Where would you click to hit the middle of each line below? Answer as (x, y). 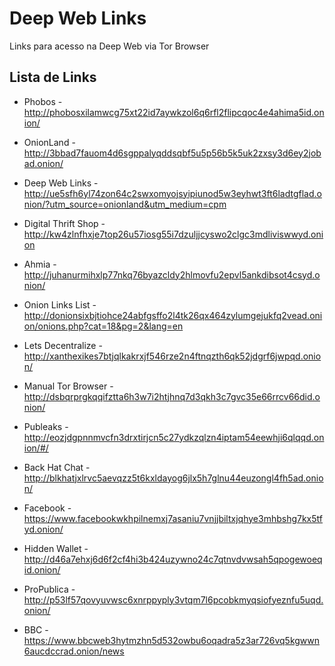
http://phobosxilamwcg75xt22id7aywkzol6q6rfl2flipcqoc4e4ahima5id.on (174, 112)
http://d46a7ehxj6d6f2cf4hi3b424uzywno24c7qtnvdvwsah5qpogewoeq (173, 559)
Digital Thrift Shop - (64, 223)
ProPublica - (49, 589)
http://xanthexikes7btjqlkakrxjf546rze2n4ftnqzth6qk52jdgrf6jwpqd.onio (172, 356)
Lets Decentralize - (63, 345)
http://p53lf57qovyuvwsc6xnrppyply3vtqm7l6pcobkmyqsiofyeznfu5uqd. (173, 599)
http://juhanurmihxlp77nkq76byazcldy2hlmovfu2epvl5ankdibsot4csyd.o (172, 274)
